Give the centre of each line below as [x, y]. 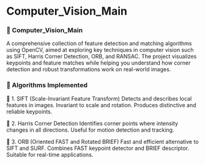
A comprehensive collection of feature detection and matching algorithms [99, 43]
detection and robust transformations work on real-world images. [89, 70]
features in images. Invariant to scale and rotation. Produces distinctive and [101, 105]
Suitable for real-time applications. [50, 154]
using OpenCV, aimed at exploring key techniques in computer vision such [100, 50]
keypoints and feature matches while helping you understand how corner [99, 63]
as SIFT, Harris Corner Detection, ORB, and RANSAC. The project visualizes [102, 57]
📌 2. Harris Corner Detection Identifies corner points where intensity [92, 123]
